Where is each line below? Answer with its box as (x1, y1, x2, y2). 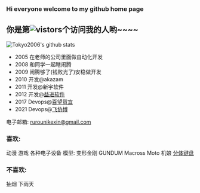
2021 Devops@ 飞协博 (14, 105, 68, 112)
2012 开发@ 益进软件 (14, 90, 65, 97)
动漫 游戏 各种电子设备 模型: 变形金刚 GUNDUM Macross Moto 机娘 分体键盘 (6, 149, 194, 157)
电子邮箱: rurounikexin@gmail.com (6, 118, 91, 125)
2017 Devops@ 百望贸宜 (14, 98, 73, 105)
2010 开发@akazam (14, 75, 64, 82)
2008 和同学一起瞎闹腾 (14, 60, 72, 68)
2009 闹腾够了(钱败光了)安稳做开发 (14, 68, 101, 75)
